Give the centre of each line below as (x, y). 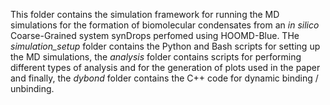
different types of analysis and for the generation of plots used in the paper (165, 67)
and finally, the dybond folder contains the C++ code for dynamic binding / (164, 78)
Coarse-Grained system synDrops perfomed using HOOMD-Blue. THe (155, 35)
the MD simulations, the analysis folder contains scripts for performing (156, 57)
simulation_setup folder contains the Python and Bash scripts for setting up (165, 46)
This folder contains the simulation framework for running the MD (145, 14)
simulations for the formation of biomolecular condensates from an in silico (165, 25)
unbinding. (32, 88)
